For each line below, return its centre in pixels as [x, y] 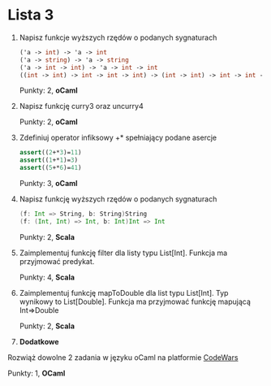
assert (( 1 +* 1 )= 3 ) [49, 160]
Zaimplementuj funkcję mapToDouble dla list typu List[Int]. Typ [124, 293]
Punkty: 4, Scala [47, 277]
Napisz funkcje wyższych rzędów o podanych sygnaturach [118, 37]
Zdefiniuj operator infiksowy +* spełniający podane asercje [118, 138]
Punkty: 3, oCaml [48, 184]
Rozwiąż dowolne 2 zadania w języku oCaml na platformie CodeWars [123, 357]
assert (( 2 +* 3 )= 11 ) [50, 153]
